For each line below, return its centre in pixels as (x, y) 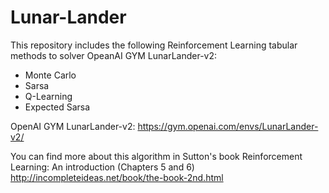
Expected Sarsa (57, 107)
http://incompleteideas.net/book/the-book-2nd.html (117, 177)
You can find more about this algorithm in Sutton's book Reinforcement (156, 156)
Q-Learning (48, 96)
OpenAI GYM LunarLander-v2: (73, 126)
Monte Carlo (50, 75)
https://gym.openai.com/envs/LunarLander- (228, 126)
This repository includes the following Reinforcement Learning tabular (154, 45)
